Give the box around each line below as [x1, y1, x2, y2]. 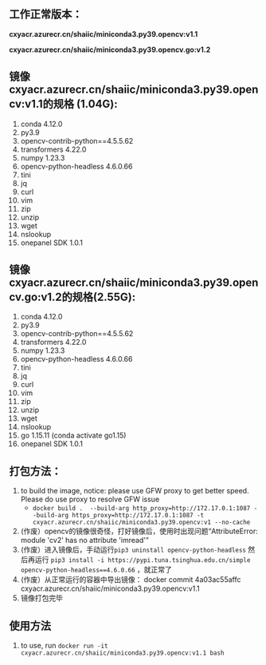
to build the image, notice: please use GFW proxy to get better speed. [20, 486, 249, 496]
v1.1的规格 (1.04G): [24, 97, 118, 111]
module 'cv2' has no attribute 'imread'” [20, 536, 150, 545]
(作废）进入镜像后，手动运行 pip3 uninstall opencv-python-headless [20, 545, 246, 555]
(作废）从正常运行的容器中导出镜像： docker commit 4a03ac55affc [20, 575, 241, 584]
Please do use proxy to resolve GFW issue [20, 494, 160, 505]
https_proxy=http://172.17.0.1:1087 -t [72, 512, 205, 520]
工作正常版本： [9, 7, 83, 22]
